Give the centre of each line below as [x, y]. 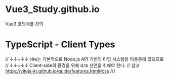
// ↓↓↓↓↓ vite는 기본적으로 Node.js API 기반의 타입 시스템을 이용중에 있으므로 [85, 59]
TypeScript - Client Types [60, 45]
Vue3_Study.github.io [52, 9]
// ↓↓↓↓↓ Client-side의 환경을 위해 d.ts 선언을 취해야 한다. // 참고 [73, 65]
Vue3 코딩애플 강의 [24, 24]
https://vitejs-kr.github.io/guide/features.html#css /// [60, 71]
